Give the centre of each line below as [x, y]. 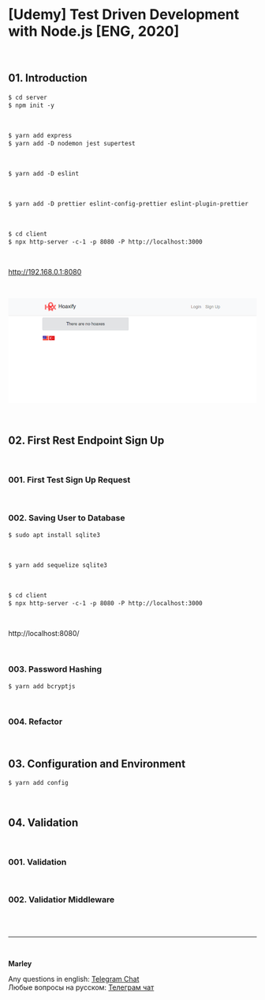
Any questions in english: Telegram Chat [74, 979]
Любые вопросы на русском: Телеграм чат [81, 987]
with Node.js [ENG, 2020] [94, 31]
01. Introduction [48, 78]
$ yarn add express [40, 135]
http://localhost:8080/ [44, 633]
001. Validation [37, 862]
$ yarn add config [38, 783]
